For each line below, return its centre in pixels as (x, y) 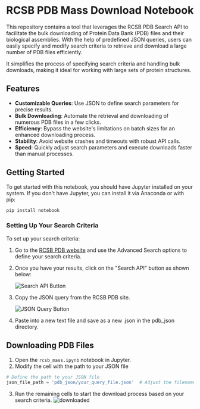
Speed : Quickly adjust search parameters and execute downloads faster (103, 147)
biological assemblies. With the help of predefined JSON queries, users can (99, 39)
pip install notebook (33, 210)
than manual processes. (44, 154)
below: (23, 274)
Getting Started (35, 172)
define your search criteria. (48, 256)
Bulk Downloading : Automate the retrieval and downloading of (91, 115)
